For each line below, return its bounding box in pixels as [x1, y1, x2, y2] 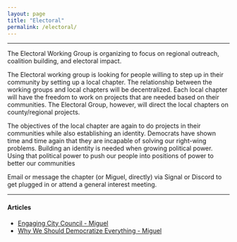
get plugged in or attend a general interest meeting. [7, 181, 157, 189]
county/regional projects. [7, 108, 80, 116]
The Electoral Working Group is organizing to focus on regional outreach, [7, 49, 220, 58]
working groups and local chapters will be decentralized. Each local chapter [7, 85, 228, 94]
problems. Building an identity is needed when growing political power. [7, 144, 213, 152]
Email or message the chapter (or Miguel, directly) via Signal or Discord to [7, 173, 222, 181]
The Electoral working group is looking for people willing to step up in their [7, 71, 224, 79]
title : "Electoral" [7, 17, 65, 24]
